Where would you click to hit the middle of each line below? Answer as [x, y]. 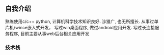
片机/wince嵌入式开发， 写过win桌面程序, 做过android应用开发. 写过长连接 [80, 27]
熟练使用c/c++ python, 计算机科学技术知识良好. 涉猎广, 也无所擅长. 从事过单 [82, 21]
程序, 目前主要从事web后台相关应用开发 [49, 34]
